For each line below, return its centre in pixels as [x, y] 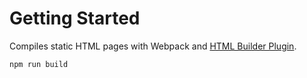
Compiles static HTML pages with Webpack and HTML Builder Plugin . [153, 46]
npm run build [39, 64]
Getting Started [75, 18]
